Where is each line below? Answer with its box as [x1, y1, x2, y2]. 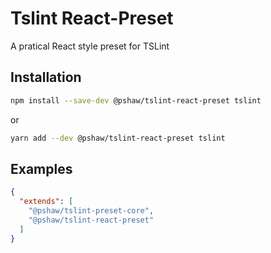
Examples [10, 160, 73, 177]
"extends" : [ [19, 197, 74, 207]
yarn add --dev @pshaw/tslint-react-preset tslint [10, 133, 226, 143]
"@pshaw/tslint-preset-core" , [28, 206, 155, 216]
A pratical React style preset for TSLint [10, 40, 170, 52]
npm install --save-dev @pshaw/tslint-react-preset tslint [10, 95, 262, 106]
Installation [10, 69, 82, 86]
